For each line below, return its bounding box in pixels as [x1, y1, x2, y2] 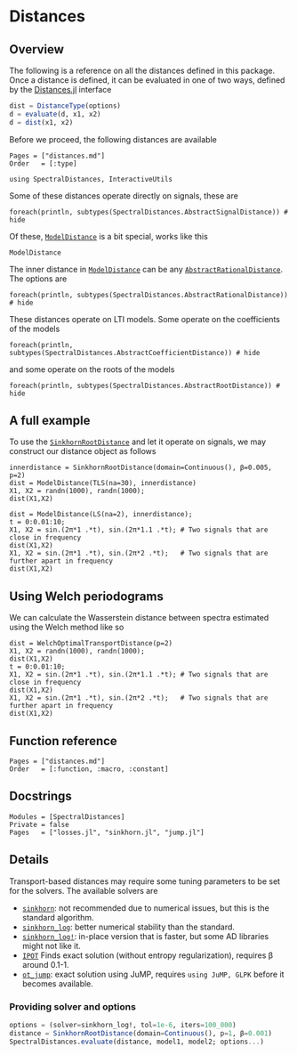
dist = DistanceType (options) [9, 101, 122, 110]
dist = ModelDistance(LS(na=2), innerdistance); [9, 510, 193, 519]
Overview [9, 42, 65, 57]
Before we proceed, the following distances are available [9, 134, 218, 144]
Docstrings [9, 789, 73, 804]
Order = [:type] [9, 158, 77, 168]
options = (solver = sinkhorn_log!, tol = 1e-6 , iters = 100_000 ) [9, 1020, 237, 1029]
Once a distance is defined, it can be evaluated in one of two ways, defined [9, 75, 285, 85]
